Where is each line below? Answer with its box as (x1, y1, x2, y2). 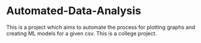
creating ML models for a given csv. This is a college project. (6, 29, 158, 37)
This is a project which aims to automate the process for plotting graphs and (6, 24, 196, 31)
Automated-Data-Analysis (6, 4, 141, 18)
